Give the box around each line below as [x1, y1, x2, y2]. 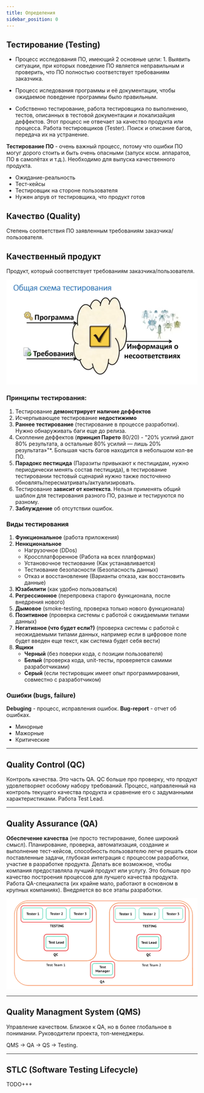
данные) [24, 579, 46, 587]
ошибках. [6, 711, 31, 719]
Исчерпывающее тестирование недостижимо [15, 414, 137, 421]
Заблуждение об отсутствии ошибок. [15, 505, 114, 512]
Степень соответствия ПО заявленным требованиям [6, 227, 144, 234]
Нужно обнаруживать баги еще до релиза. [15, 427, 126, 435]
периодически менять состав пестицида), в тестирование [15, 466, 167, 473]
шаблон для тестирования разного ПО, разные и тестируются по [15, 492, 185, 499]
